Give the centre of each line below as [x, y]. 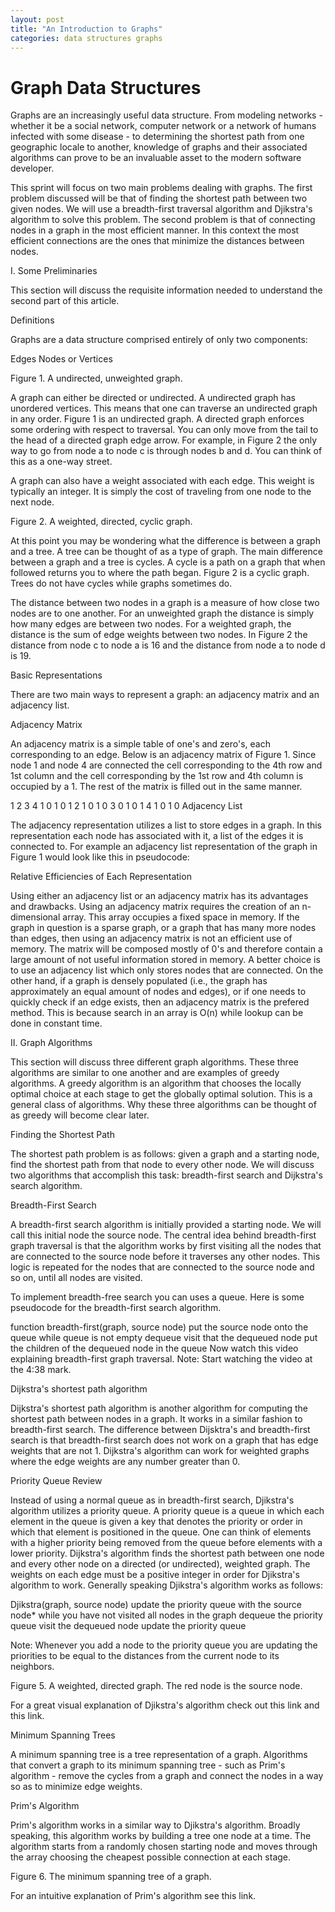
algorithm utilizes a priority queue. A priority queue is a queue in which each [167, 1511]
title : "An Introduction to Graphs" [86, 29]
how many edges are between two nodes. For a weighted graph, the [151, 624]
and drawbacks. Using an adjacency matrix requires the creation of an [155, 907]
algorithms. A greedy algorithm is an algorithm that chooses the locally [156, 1083]
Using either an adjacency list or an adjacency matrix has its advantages [159, 896]
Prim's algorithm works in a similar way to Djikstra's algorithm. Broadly [155, 1825]
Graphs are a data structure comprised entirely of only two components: [159, 340]
